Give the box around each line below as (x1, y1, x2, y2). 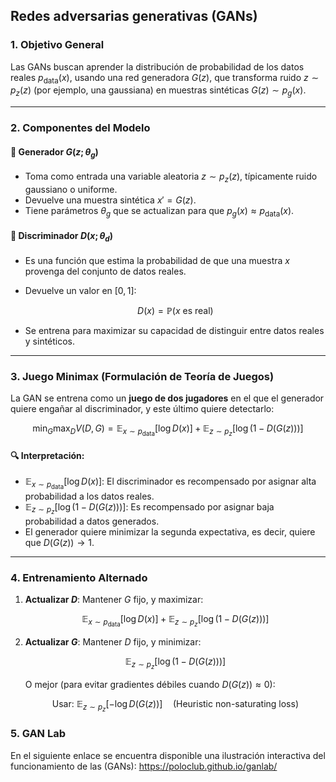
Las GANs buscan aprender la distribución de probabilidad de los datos (10, 60, 305, 73)
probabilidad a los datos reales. (24, 490, 155, 502)
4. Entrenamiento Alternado (10, 570, 148, 584)
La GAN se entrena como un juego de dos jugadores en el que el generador (10, 392, 325, 404)
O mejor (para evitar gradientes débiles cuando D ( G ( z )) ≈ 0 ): (24, 679, 276, 691)
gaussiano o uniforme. (24, 184, 118, 195)
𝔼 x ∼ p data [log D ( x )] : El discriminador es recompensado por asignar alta (24, 475, 317, 491)
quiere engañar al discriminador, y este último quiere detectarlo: (10, 403, 275, 415)
